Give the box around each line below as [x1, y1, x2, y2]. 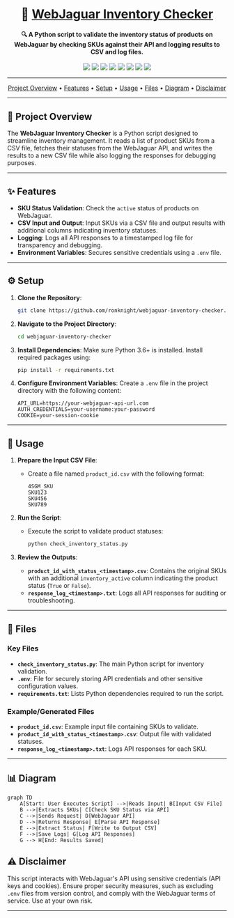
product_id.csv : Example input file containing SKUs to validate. [17, 722, 198, 731]
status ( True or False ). [27, 582, 91, 590]
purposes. [7, 159, 37, 167]
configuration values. [17, 682, 79, 690]
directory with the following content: [17, 387, 122, 395]
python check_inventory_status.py [27, 540, 128, 547]
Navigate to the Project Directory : [17, 320, 117, 328]
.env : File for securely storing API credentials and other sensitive [17, 674, 203, 683]
